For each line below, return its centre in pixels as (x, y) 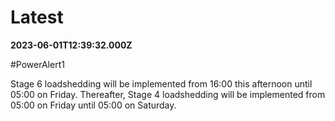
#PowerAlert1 (37, 64)
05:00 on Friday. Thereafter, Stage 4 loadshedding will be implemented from (168, 94)
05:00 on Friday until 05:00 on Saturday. (93, 105)
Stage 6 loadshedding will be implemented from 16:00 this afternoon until (161, 83)
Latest (37, 17)
